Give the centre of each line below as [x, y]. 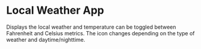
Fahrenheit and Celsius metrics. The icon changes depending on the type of [100, 33]
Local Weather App [55, 10]
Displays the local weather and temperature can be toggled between [91, 27]
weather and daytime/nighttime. [46, 39]
